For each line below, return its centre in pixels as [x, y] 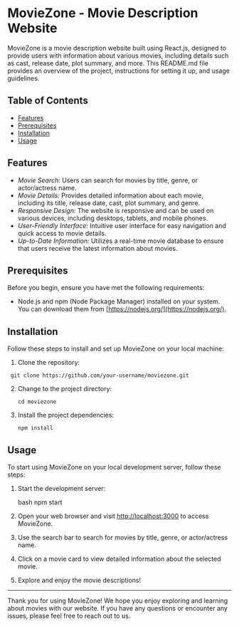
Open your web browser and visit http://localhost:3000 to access [113, 516]
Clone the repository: [49, 363]
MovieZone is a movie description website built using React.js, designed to [117, 48]
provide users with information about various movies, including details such [118, 56]
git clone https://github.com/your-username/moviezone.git [100, 375]
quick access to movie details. [62, 233]
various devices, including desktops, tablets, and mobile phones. [113, 218]
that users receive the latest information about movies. [97, 248]
